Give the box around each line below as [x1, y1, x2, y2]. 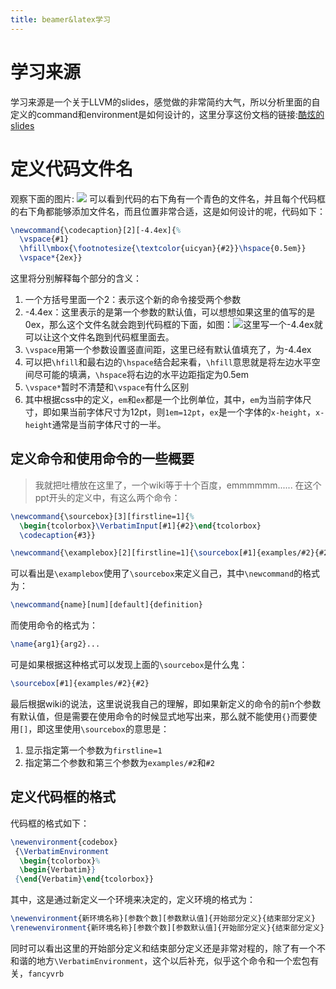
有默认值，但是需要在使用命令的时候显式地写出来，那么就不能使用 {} [10, 710, 292, 722]
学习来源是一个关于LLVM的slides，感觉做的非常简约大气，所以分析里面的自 [10, 96, 321, 108]
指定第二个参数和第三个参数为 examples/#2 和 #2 [24, 756, 215, 768]
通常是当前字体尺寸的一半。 [51, 419, 167, 430]
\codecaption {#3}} [19, 530, 97, 540]
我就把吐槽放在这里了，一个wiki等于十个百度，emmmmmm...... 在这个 [34, 479, 322, 491]
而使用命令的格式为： [10, 619, 98, 631]
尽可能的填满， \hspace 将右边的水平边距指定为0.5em [33, 369, 249, 380]
